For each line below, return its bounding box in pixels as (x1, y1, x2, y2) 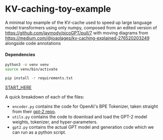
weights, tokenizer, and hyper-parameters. (12, 119, 98, 125)
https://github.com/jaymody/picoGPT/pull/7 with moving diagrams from (5, 30, 149, 36)
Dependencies (5, 51, 36, 57)
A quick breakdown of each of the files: (5, 94, 84, 100)
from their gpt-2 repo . (12, 108, 56, 114)
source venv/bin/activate (5, 67, 58, 72)
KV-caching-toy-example (5, 3, 111, 15)
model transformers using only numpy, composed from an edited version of (5, 24, 157, 30)
